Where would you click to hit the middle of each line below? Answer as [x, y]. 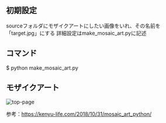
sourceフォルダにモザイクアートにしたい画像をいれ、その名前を [83, 26]
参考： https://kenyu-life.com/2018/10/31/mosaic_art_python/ [79, 114]
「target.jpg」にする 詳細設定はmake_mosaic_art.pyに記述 [76, 33]
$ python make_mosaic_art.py [42, 68]
